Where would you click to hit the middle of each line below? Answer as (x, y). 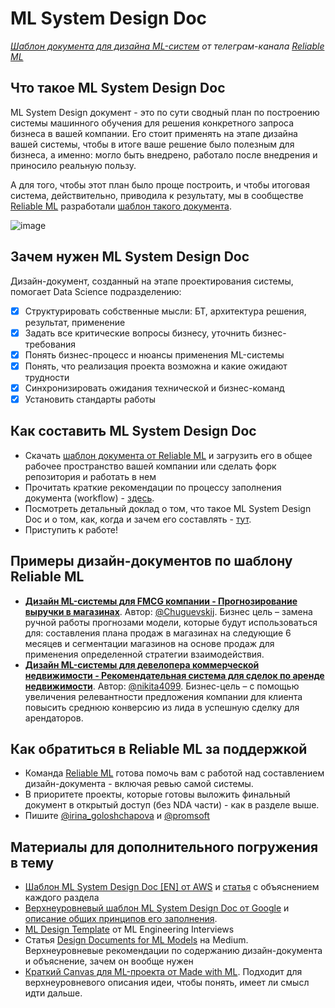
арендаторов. (54, 718)
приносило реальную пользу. (73, 165)
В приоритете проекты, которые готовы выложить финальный (157, 794)
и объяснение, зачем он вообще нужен (109, 961)
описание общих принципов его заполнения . (121, 919)
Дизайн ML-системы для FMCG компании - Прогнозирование (161, 601)
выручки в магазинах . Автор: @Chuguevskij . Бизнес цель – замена (168, 611)
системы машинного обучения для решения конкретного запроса (152, 123)
